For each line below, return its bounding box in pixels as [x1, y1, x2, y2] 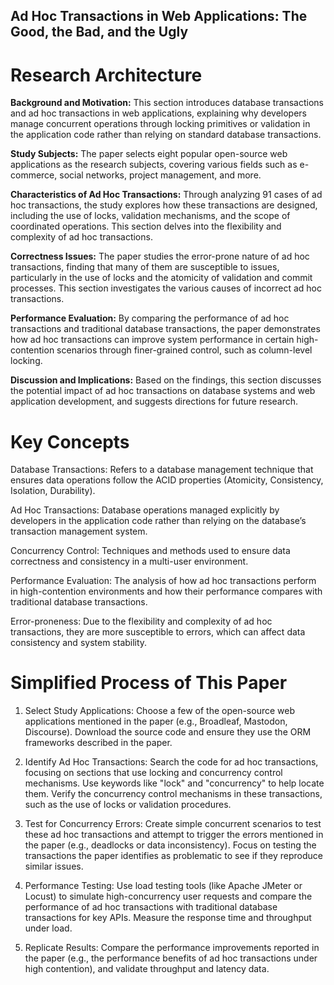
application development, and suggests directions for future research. [10, 395, 299, 408]
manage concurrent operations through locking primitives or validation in [10, 118, 311, 130]
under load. [24, 922, 73, 934]
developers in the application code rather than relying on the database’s [10, 515, 307, 527]
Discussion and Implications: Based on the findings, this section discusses [10, 374, 322, 386]
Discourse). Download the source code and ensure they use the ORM [24, 726, 312, 738]
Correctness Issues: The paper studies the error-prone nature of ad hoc [10, 250, 310, 263]
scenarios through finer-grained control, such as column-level [56, 344, 313, 356]
